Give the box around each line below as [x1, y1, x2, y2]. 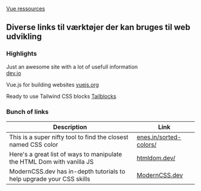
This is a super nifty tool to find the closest [9, 133, 129, 141]
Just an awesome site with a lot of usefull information [6, 63, 138, 70]
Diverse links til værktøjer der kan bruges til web [6, 22, 190, 32]
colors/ [136, 140, 157, 149]
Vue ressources [6, 5, 45, 12]
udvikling [6, 32, 42, 42]
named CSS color [9, 140, 59, 149]
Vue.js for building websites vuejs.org [6, 81, 99, 88]
